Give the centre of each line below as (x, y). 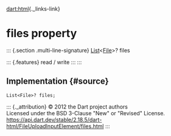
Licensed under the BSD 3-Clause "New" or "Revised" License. (86, 113)
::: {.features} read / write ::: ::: (44, 62)
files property (42, 34)
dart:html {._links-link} (33, 9)
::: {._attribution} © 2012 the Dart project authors (67, 107)
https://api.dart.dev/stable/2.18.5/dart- (54, 120)
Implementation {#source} (58, 81)
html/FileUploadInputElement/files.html (55, 126)
